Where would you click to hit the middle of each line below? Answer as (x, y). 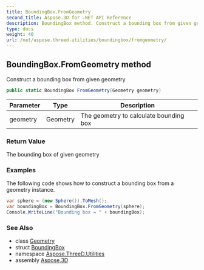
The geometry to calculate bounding (132, 115)
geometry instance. (31, 190)
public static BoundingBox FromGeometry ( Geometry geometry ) (84, 90)
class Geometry (35, 241)
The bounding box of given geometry (53, 154)
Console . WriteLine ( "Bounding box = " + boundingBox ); (76, 212)
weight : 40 (20, 35)
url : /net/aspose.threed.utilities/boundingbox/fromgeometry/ (87, 40)
